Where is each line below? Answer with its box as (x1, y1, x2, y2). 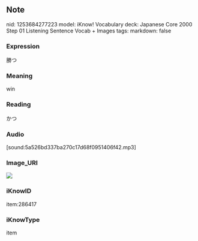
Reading (6, 100, 31, 109)
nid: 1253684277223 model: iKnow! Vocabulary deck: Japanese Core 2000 (6, 20, 193, 28)
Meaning (6, 72, 33, 80)
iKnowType (6, 215, 40, 224)
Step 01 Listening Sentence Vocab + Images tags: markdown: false (6, 27, 172, 34)
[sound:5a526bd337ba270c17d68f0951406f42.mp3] (6, 144, 136, 150)
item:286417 (6, 200, 37, 207)
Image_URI (6, 158, 38, 167)
